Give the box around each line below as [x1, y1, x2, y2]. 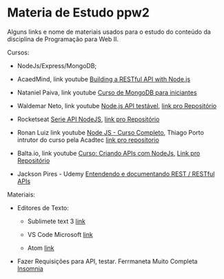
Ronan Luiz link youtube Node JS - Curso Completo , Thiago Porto [17, 128, 205, 136]
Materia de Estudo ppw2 [7, 5, 150, 21]
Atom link [27, 243, 54, 252]
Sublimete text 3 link [27, 217, 86, 225]
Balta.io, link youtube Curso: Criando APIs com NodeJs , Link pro [17, 149, 201, 157]
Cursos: [7, 48, 30, 56]
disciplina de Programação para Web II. [7, 34, 119, 43]
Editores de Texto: [17, 203, 69, 211]
